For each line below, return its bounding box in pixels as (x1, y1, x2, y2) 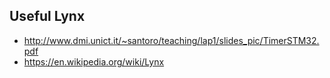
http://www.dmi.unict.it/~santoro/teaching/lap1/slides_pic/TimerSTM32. (23, 34, 320, 46)
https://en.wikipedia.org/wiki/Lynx (23, 55, 165, 68)
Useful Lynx (9, 8, 86, 25)
